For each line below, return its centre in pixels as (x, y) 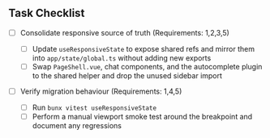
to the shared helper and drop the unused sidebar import (127, 75)
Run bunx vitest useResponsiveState (94, 107)
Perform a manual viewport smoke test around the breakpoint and (142, 117)
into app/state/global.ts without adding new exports (122, 58)
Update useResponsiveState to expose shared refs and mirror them (144, 48)
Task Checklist (47, 13)
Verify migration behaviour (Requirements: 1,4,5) (101, 91)
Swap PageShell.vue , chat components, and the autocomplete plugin (147, 66)
